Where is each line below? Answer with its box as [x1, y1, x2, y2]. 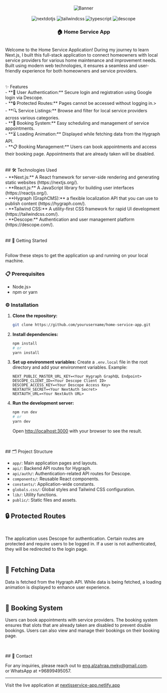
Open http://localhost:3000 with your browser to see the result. [12, 428, 143, 434]
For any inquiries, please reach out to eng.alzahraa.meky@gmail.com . [5, 663, 148, 669]
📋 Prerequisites [5, 270, 45, 277]
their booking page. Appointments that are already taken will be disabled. [5, 151, 155, 157]
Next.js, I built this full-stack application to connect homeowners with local [5, 52, 158, 58]
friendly [5, 68, 21, 74]
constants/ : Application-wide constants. [12, 481, 95, 487]
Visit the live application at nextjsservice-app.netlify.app [5, 682, 120, 688]
